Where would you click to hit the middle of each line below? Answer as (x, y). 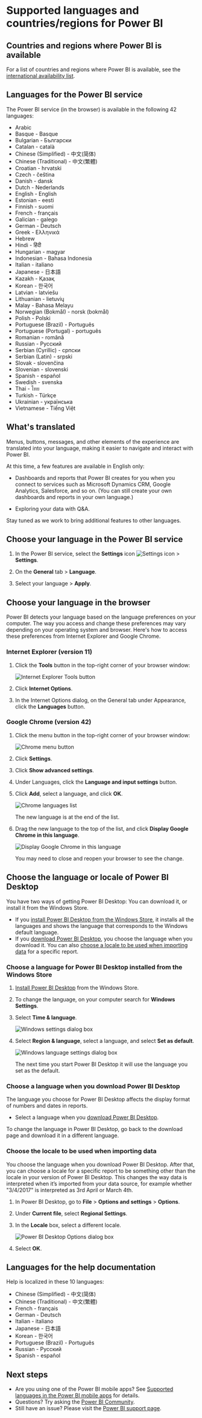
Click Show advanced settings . (55, 770)
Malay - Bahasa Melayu (44, 305)
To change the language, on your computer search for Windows (95, 999)
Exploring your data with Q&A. (52, 509)
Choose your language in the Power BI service (95, 539)
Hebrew (25, 238)
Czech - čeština (35, 174)
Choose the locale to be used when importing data (81, 1151)
